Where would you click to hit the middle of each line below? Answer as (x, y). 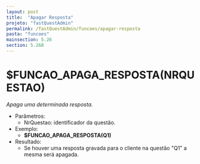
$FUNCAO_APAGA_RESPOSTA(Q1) (68, 135)
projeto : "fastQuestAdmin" (40, 23)
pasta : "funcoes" (28, 34)
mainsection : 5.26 (29, 40)
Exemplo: (26, 129)
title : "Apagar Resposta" (40, 17)
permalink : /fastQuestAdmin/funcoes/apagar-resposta (73, 29)
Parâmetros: (30, 116)
